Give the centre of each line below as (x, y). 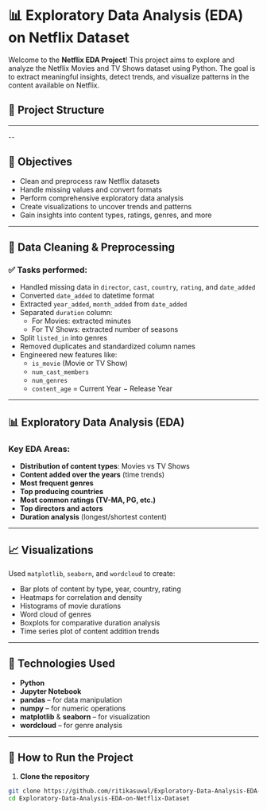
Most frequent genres (56, 483)
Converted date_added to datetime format (87, 296)
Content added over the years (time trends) (92, 474)
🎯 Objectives (41, 162)
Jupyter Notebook (50, 691)
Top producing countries (62, 491)
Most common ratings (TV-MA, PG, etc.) (88, 500)
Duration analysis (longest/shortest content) (93, 516)
